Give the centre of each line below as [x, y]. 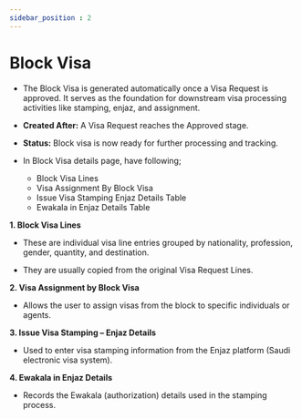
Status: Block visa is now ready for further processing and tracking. [150, 143]
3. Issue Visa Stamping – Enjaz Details [83, 332]
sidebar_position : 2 [51, 18]
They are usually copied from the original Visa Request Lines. [138, 270]
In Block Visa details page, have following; [102, 160]
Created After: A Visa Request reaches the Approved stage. [135, 125]
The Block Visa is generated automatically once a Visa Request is [146, 88]
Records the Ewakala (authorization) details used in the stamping [145, 395]
